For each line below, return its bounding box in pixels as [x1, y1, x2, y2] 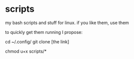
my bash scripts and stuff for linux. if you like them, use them [5, 20, 129, 26]
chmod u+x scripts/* [5, 48, 47, 54]
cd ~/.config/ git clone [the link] [5, 38, 69, 45]
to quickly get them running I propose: [5, 29, 83, 35]
